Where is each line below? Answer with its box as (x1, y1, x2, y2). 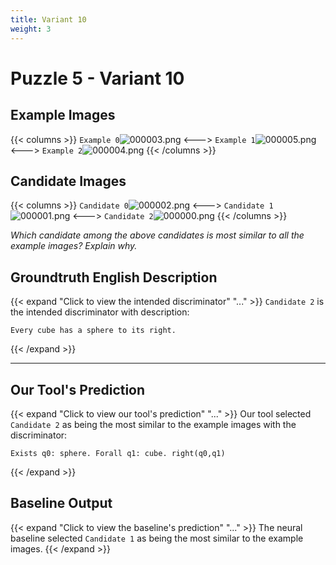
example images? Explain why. (10, 240, 138, 252)
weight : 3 (10, 24, 52, 34)
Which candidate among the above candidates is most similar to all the (10, 229, 305, 241)
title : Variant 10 (10, 14, 87, 25)
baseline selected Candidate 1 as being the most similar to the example (10, 532, 304, 544)
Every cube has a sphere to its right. (10, 326, 177, 336)
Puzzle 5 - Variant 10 (10, 67, 185, 90)
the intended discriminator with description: (10, 306, 190, 318)
